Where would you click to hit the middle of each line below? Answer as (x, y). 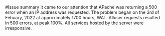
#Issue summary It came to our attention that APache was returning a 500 (81, 7)
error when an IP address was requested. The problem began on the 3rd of (82, 12)
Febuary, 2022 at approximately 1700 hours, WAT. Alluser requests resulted (83, 18)
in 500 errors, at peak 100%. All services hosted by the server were (75, 23)
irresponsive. (19, 28)
